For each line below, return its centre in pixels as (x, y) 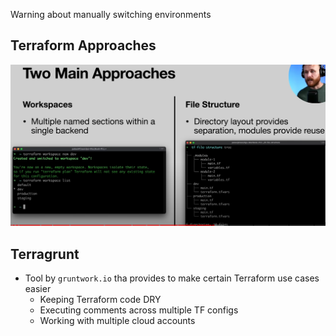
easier (38, 289)
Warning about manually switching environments (111, 14)
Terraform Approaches (83, 45)
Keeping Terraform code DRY (100, 300)
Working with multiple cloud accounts (117, 321)
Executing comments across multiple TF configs (139, 310)
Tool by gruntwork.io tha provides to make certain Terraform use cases (172, 278)
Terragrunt (45, 254)
